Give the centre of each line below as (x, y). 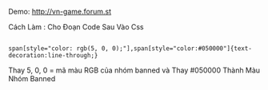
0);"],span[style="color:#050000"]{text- (182, 49)
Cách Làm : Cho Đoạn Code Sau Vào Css (76, 27)
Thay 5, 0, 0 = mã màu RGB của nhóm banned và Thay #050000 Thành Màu (134, 70)
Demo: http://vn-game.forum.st (60, 12)
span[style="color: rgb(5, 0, (59, 49)
